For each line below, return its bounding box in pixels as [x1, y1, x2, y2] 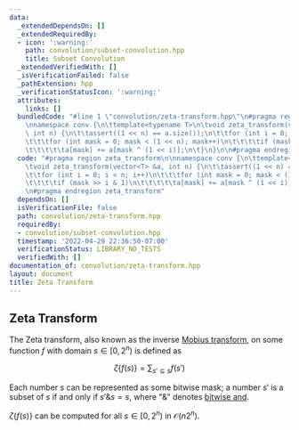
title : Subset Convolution [25, 54, 125, 63]
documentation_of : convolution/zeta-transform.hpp [9, 262, 201, 271]
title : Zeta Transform [9, 278, 93, 287]
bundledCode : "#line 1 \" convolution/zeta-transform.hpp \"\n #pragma [17, 112, 277, 121]
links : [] [25, 104, 62, 113]
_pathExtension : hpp [17, 79, 93, 88]
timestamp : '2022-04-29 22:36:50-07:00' [17, 237, 169, 246]
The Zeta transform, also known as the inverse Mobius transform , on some [9, 335, 283, 345]
